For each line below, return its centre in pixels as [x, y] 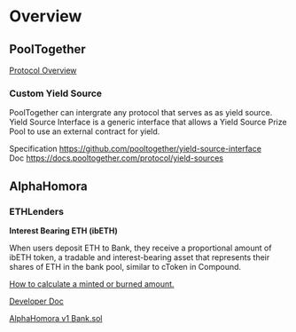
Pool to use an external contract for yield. [85, 131]
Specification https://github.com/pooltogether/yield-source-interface [135, 149]
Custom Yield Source [56, 93]
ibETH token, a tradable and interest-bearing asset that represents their [140, 257]
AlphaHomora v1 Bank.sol [56, 318]
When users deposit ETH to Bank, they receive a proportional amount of [140, 248]
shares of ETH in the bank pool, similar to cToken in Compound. [125, 266]
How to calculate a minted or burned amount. [92, 284]
